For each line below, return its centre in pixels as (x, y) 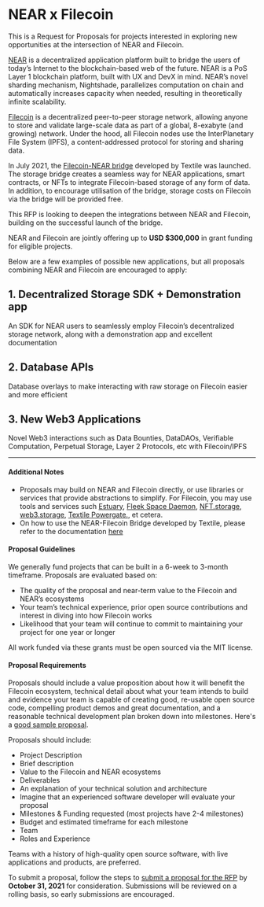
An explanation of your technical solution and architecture (113, 788)
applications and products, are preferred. (75, 862)
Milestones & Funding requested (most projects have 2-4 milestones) (132, 813)
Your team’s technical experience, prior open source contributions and (134, 607)
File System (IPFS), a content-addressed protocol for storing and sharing (126, 142)
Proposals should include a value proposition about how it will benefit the (126, 683)
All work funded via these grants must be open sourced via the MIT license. (130, 647)
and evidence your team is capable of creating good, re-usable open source (132, 699)
